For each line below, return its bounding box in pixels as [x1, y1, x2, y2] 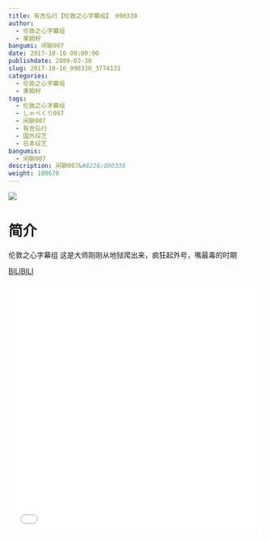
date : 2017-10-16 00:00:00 [8, 49, 99, 57]
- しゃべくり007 [15, 110, 65, 118]
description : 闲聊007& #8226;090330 [8, 162, 126, 170]
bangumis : [8, 147, 42, 155]
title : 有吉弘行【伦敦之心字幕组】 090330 [8, 11, 137, 20]
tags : [8, 94, 27, 103]
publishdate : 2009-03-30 [8, 57, 92, 65]
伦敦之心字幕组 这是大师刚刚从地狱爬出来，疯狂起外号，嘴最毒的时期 [8, 250, 237, 259]
